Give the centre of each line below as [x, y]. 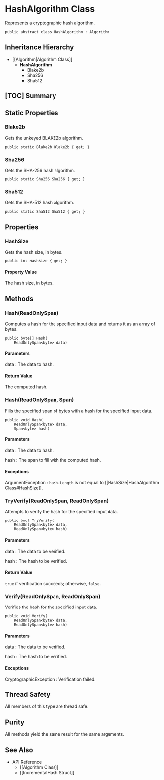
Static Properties [32, 113]
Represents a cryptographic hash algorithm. [50, 23]
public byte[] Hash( [27, 338]
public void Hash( [24, 420]
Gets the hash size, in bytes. [34, 252]
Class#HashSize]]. [24, 488]
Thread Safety [28, 694]
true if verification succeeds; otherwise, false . [53, 583]
